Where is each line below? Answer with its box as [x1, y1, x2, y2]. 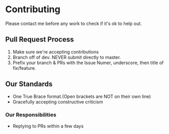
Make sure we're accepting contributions [12, 48, 99, 55]
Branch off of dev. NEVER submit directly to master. [12, 54, 121, 60]
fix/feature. [12, 65, 37, 71]
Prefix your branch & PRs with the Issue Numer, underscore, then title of [12, 60, 164, 66]
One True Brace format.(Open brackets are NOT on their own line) [12, 93, 151, 99]
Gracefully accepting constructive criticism [12, 98, 103, 105]
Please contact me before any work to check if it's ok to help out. [5, 20, 142, 26]
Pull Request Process [5, 35, 74, 44]
